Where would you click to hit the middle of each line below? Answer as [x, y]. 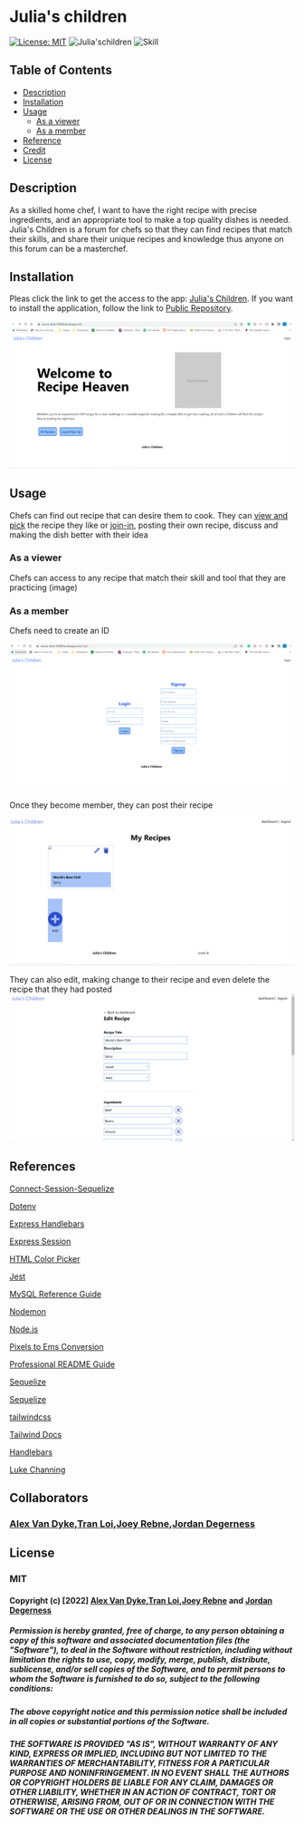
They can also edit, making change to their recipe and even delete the [139, 980]
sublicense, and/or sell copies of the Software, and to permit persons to [147, 1669]
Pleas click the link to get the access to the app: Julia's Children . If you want [152, 299]
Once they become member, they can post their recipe [111, 805]
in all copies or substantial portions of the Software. [109, 1721]
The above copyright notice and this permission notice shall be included [148, 1712]
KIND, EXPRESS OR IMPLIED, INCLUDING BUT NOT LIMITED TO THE [138, 1754]
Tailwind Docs [36, 1434]
